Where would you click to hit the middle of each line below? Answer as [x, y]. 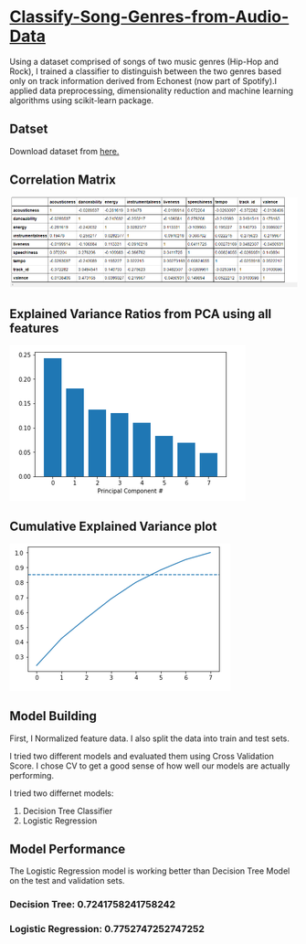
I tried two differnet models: [62, 793]
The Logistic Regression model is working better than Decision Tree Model [150, 871]
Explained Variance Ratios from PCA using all [141, 314]
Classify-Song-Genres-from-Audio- [149, 17]
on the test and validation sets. [67, 881]
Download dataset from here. [64, 151]
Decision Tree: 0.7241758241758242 [93, 905]
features [34, 328]
